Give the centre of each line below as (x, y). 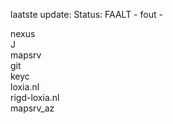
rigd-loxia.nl (35, 97)
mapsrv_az (32, 108)
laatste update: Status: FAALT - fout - (86, 14)
